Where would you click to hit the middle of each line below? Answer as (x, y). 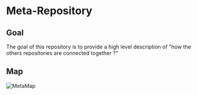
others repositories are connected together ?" (62, 53)
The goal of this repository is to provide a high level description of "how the (99, 47)
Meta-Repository (49, 11)
